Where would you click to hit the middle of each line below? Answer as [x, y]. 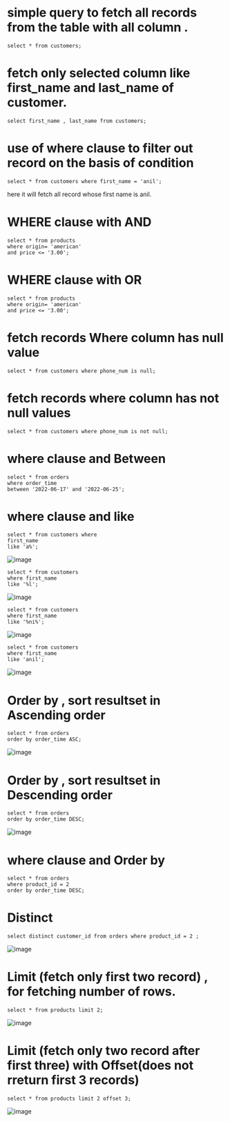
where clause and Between [86, 458]
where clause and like [71, 516]
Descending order [60, 795]
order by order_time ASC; [44, 740]
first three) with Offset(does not [100, 1066]
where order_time [32, 483]
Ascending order [56, 715]
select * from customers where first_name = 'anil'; [85, 181]
